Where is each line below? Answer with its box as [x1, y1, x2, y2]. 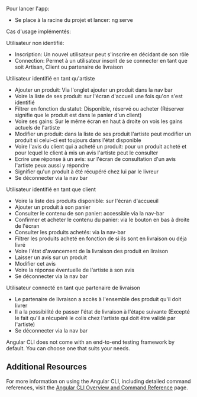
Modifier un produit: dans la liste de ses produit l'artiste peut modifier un [14, 130, 191, 137]
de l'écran [14, 222, 40, 230]
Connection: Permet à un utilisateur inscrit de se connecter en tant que [14, 57, 188, 64]
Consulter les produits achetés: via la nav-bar [14, 229, 126, 235]
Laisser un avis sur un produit [14, 254, 88, 261]
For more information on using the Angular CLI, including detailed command [6, 377, 191, 385]
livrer [14, 302, 28, 309]
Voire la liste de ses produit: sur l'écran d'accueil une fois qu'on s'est [14, 93, 183, 99]
